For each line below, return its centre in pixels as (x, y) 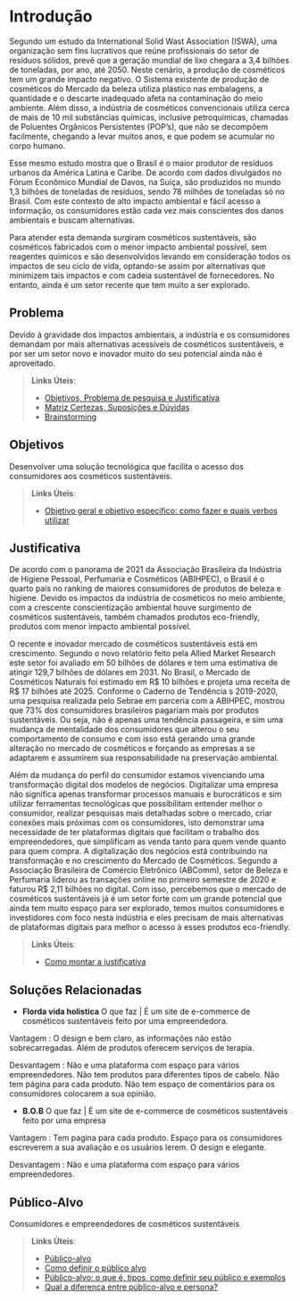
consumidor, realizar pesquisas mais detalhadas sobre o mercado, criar (141, 813)
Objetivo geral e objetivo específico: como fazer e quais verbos (161, 511)
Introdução (51, 17)
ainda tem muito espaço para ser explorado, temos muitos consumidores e (147, 908)
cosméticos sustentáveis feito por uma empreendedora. (125, 1021)
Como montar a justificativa (95, 962)
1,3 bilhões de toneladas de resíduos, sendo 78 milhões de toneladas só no (147, 191)
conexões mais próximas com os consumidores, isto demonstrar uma (137, 823)
